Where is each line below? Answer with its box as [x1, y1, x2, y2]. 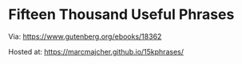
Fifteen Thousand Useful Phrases [8, 6, 235, 24]
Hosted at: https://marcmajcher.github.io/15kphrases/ [8, 47, 184, 56]
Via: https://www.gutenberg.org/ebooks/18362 [8, 32, 162, 41]
